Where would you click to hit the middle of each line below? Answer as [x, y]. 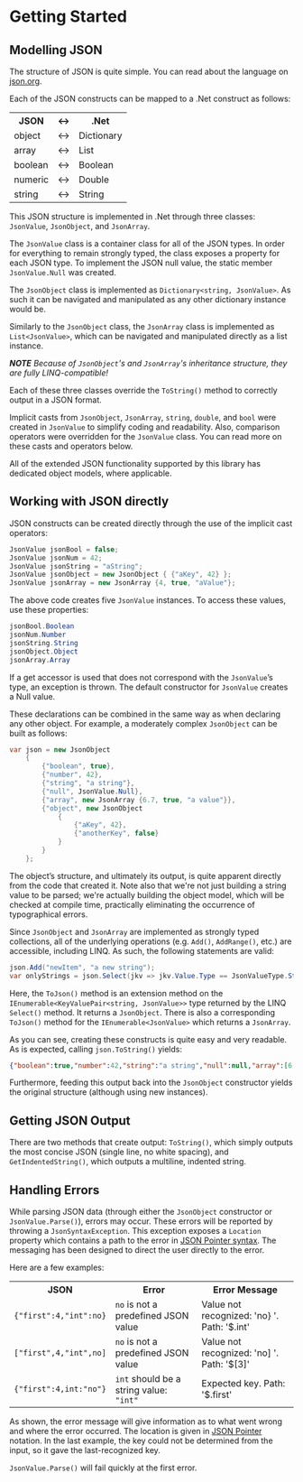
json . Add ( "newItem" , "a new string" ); [82, 968]
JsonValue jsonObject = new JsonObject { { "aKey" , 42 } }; [120, 575]
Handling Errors [55, 1190]
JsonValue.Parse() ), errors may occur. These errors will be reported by [141, 1221]
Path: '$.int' [226, 1327]
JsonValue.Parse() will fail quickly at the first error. [103, 1468]
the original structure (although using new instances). [109, 1092]
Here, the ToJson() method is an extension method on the [116, 993]
